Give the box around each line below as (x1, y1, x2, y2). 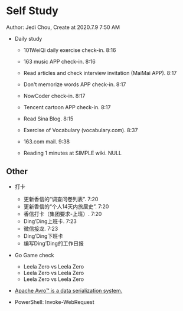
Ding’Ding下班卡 (23, 232, 63, 240)
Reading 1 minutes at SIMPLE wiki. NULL (23, 149, 122, 156)
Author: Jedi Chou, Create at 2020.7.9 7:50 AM (6, 24, 120, 31)
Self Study (6, 4, 59, 18)
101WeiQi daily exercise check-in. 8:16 (23, 46, 116, 54)
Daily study (14, 35, 43, 42)
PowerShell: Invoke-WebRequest (14, 298, 94, 305)
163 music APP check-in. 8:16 (23, 58, 96, 65)
